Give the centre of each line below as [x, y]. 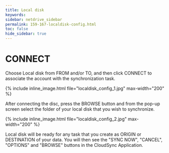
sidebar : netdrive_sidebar [34, 19]
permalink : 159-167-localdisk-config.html [51, 24]
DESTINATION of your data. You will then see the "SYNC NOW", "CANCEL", [84, 139]
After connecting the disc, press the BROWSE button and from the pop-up [83, 104]
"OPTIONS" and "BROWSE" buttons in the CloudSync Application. [74, 145]
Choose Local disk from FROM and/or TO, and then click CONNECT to [79, 73]
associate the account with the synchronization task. [60, 78]
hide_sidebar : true [26, 34]
